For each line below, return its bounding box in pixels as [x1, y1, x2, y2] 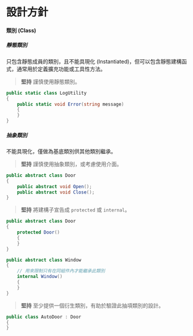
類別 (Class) [6, 26, 36, 34]
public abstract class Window [6, 257, 82, 263]
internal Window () [17, 274, 63, 280]
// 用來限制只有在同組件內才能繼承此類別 [17, 268, 106, 274]
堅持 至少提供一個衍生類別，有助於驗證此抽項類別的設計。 [20, 302, 164, 309]
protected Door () [17, 229, 60, 235]
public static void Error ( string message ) [17, 101, 124, 107]
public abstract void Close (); [17, 189, 95, 195]
